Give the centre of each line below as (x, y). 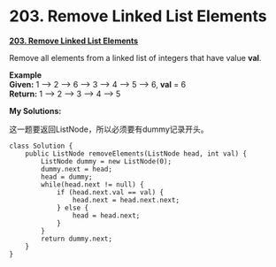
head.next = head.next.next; (126, 200)
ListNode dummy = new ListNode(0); (107, 161)
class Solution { (41, 146)
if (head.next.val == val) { (110, 192)
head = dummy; (67, 177)
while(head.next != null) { (92, 184)
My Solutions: (35, 111)
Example (26, 75)
